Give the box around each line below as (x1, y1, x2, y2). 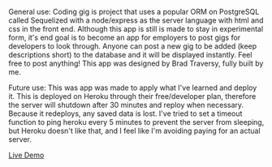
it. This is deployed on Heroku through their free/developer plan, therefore (8, 92, 257, 101)
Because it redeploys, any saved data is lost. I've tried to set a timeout (8, 109, 243, 118)
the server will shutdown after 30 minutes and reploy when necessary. (8, 101, 244, 109)
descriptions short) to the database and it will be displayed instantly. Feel (8, 50, 253, 59)
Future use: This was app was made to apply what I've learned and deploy (8, 83, 257, 92)
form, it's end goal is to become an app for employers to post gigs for (8, 32, 241, 42)
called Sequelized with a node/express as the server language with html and (8, 15, 264, 25)
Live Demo (8, 150, 45, 160)
